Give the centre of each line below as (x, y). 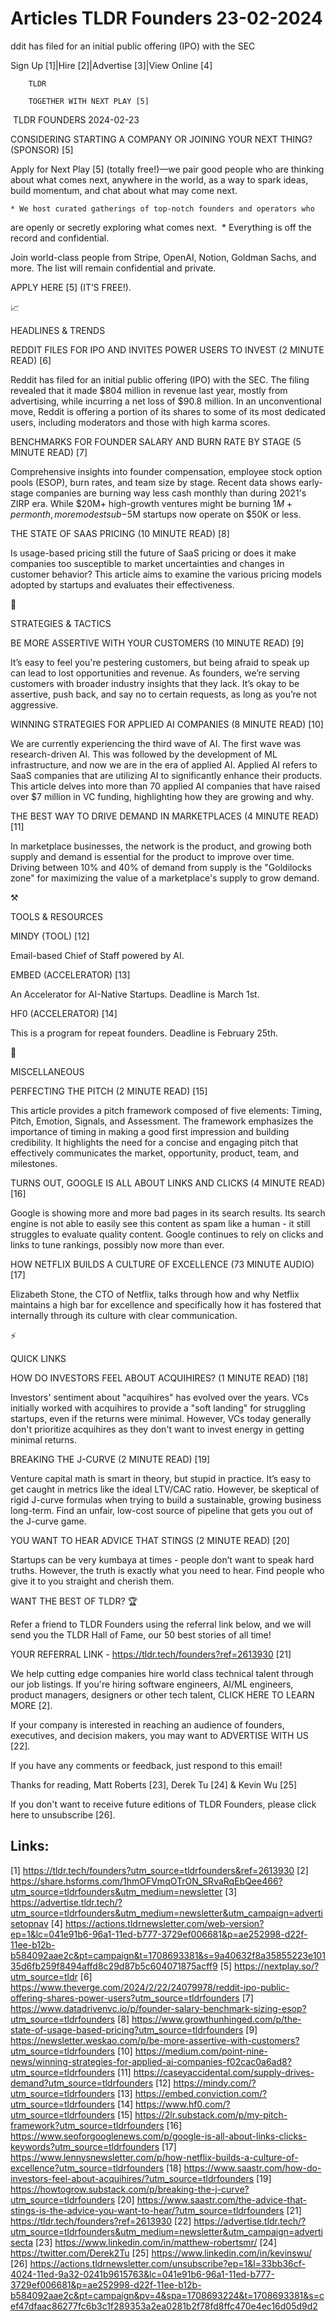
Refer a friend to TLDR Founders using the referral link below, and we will (161, 1624)
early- (310, 482)
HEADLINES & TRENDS (58, 330)
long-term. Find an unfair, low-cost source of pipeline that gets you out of (162, 1510)
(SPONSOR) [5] (42, 149)
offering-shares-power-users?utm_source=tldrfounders (125, 1998)
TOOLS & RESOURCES (56, 916)
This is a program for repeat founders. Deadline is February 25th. (144, 1033)
